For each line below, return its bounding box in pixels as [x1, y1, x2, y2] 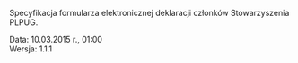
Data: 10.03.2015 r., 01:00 [9, 35, 103, 44]
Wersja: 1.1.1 [9, 43, 52, 54]
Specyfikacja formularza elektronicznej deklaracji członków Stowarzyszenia [9, 8, 290, 18]
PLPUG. [9, 17, 39, 28]
